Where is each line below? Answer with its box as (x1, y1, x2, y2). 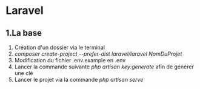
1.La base (5, 28, 42, 38)
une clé (14, 70, 33, 76)
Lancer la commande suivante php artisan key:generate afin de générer (14, 63, 195, 70)
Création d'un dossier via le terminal (14, 44, 105, 51)
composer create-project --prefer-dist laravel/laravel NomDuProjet (14, 50, 182, 58)
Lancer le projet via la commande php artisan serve (14, 76, 144, 83)
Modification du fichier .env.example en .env (14, 57, 126, 64)
